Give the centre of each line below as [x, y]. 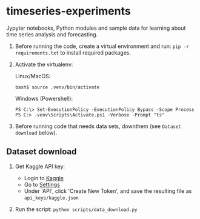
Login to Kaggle [44, 178]
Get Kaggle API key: [40, 166]
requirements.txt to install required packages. [73, 52]
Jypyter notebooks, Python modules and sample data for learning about [96, 28]
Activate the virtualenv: [44, 64]
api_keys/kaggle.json [51, 198]
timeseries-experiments [69, 11]
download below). [36, 132]
